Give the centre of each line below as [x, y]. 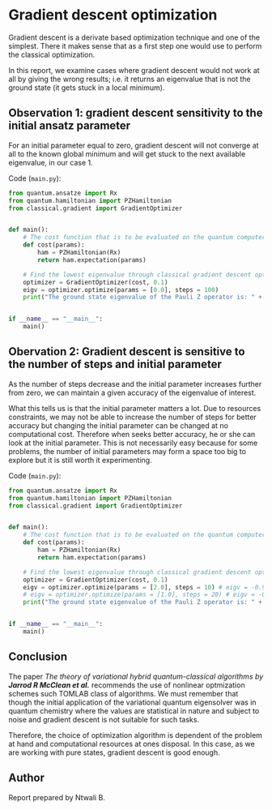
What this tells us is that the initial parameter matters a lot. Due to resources [135, 408]
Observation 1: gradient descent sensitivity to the [136, 113]
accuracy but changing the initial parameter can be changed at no [119, 425]
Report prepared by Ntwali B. [57, 797]
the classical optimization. [52, 54]
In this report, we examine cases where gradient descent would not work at [134, 70]
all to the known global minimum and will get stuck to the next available [127, 154]
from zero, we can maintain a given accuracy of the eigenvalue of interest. [132, 392]
